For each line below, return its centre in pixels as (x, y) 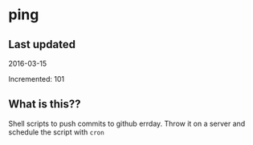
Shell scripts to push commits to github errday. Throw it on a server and (127, 123)
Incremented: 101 (37, 79)
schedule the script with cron (56, 132)
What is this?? (45, 105)
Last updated (42, 44)
